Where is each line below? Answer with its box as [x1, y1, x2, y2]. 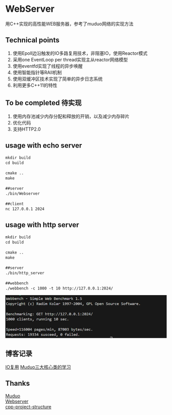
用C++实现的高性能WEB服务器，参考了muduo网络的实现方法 [5, 20, 134, 27]
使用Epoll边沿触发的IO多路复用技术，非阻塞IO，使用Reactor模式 [12, 50, 147, 56]
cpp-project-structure [5, 403, 52, 410]
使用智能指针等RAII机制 [12, 69, 62, 75]
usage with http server [5, 220, 79, 229]
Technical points [5, 36, 60, 45]
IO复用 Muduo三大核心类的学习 [5, 364, 71, 370]
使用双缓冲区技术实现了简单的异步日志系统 [12, 75, 103, 82]
